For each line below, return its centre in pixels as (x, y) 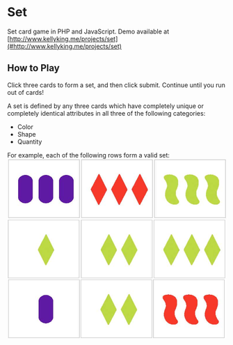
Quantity (30, 141)
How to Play (34, 68)
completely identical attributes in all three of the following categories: (106, 113)
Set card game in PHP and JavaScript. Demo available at (88, 31)
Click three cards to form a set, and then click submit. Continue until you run (116, 85)
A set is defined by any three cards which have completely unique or (105, 106)
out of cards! (25, 92)
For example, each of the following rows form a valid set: (89, 155)
